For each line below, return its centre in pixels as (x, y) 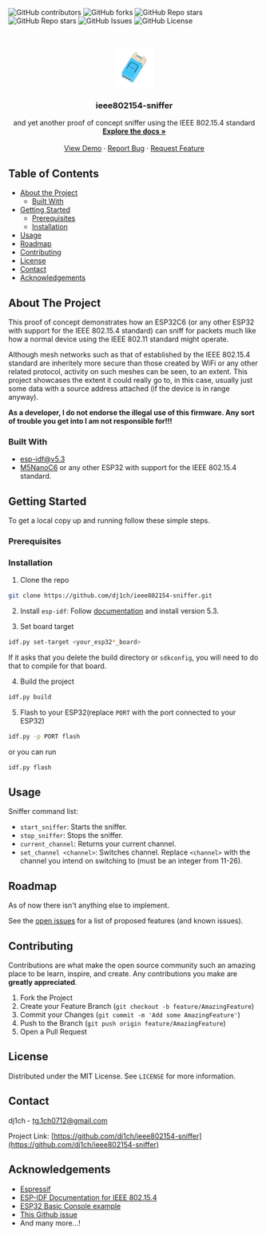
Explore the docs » (134, 131)
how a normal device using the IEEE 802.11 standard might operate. (119, 339)
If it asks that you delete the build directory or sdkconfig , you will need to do (133, 657)
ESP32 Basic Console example (70, 1206)
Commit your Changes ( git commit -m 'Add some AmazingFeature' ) (130, 1015)
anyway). (23, 397)
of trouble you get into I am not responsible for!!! (90, 421)
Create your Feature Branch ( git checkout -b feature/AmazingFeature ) (137, 1007)
